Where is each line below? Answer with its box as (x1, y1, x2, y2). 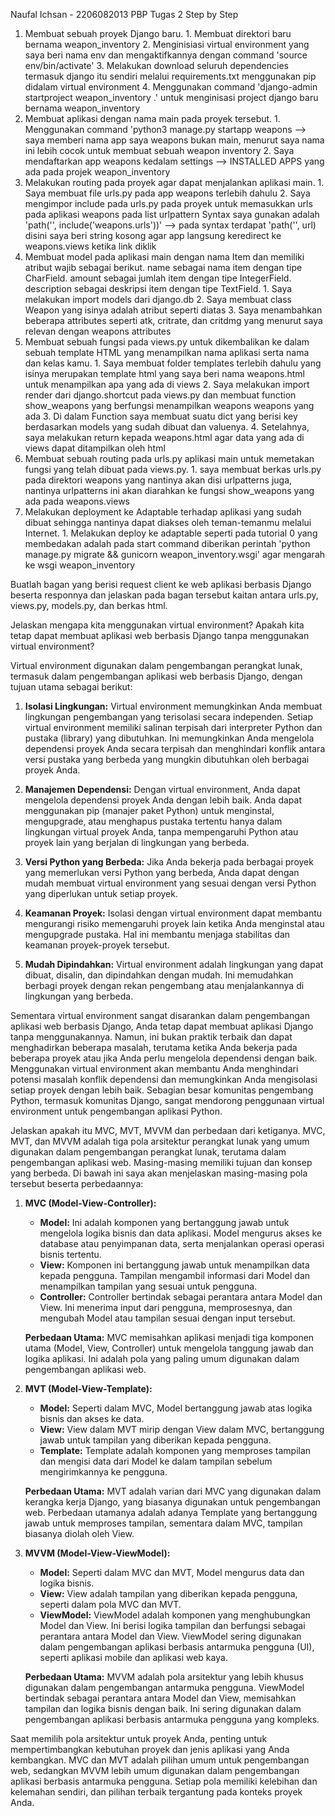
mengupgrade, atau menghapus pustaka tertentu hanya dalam (24, 815, 283, 827)
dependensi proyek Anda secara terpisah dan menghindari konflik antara (24, 743, 326, 754)
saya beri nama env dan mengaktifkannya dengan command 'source (24, 49, 308, 61)
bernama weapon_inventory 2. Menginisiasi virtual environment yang (24, 39, 310, 50)
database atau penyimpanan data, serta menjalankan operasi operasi (39, 1238, 325, 1249)
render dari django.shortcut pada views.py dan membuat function (24, 389, 297, 401)
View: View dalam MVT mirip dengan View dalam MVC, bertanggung (39, 1424, 325, 1435)
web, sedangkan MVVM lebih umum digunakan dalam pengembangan (10, 1765, 300, 1776)
